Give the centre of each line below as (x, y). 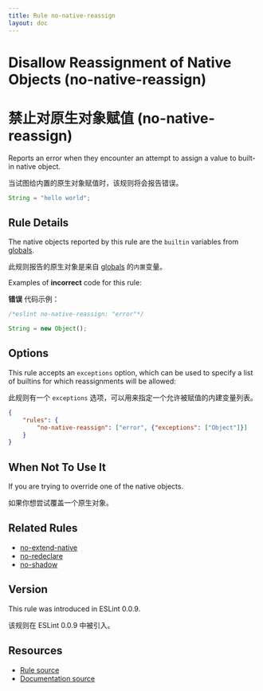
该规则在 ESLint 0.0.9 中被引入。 (61, 625)
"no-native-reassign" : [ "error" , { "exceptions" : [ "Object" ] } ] (142, 427)
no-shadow (39, 564)
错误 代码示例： (34, 299)
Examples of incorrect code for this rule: (75, 283)
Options (29, 353)
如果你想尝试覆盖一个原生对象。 (61, 503)
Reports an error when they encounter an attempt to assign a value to (122, 158)
